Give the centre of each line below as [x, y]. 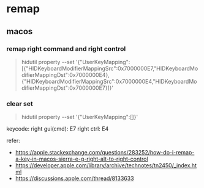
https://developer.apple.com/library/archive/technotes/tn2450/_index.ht [106, 165]
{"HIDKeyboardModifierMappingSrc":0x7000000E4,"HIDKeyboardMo [109, 81]
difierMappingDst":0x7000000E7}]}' [67, 88]
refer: [13, 141]
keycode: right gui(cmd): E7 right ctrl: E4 [58, 129]
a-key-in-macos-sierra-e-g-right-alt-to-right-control [81, 159]
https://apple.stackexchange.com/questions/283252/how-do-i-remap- [105, 153]
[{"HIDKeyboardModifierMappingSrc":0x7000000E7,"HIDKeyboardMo [110, 68]
